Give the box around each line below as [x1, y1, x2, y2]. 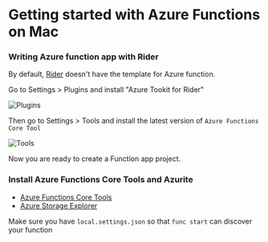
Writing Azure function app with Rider [8, 51, 159, 63]
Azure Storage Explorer [19, 200, 98, 210]
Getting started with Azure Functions [8, 6, 261, 24]
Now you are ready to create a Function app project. [8, 154, 181, 163]
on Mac [8, 22, 59, 41]
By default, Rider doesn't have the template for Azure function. [8, 70, 216, 79]
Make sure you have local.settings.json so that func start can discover [8, 216, 253, 226]
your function [8, 224, 53, 234]
